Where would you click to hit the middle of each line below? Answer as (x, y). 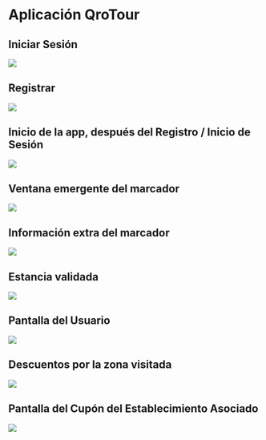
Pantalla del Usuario (59, 321)
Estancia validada (53, 277)
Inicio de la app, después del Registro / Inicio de (129, 133)
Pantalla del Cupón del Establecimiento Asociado (133, 409)
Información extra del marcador (89, 233)
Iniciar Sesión (43, 44)
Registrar (32, 89)
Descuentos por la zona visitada (90, 365)
